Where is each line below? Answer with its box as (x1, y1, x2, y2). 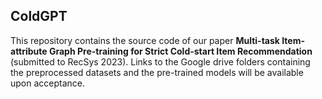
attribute (10, 45, 48, 57)
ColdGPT (10, 8, 68, 25)
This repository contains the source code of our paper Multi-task (10, 34, 280, 46)
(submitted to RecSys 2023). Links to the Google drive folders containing (10, 55, 311, 68)
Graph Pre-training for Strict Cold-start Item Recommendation (48, 45, 313, 57)
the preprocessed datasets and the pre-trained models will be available (10, 66, 304, 78)
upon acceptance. (10, 77, 86, 89)
